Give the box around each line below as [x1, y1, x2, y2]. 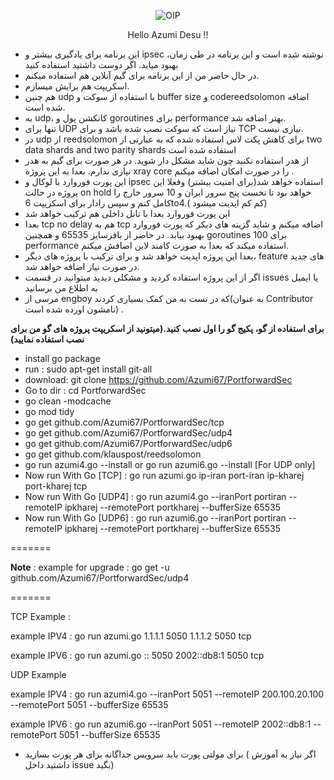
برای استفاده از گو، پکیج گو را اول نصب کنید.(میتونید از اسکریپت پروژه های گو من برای [10, 323, 325, 334]
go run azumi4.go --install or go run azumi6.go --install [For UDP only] [24, 459, 316, 470]
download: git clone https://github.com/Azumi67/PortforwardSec [24, 374, 293, 385]
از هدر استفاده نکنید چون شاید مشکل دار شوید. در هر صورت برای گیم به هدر [24, 155, 309, 166]
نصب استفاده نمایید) [10, 333, 85, 345]
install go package [24, 353, 101, 364]
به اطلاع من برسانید [24, 282, 98, 294]
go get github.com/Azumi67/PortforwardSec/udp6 [24, 438, 233, 449]
